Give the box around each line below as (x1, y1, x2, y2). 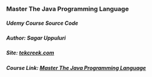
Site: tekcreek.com (6, 49, 54, 56)
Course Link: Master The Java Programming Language (6, 64, 147, 71)
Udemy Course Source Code (6, 20, 79, 27)
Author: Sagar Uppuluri (6, 34, 66, 41)
